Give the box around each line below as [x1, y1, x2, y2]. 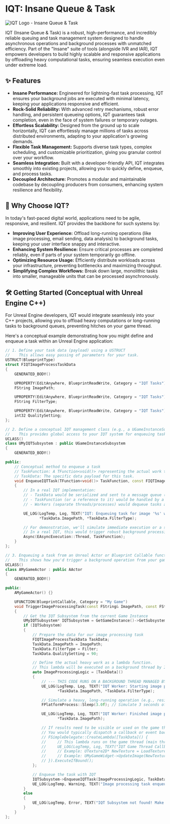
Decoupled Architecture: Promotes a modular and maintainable [12, 176, 146, 182]
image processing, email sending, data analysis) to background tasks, [12, 235, 158, 241]
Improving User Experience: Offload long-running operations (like [12, 230, 151, 236]
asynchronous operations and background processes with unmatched [5, 40, 152, 46]
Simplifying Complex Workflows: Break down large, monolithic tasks [12, 268, 158, 274]
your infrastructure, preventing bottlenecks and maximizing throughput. [12, 262, 162, 268]
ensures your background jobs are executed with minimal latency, [12, 95, 150, 101]
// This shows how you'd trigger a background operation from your [5, 557, 157, 562]
